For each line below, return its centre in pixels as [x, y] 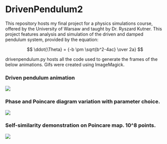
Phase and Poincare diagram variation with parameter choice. [83, 101]
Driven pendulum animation [40, 78]
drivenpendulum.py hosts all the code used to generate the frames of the [81, 59]
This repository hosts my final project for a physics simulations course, [79, 23]
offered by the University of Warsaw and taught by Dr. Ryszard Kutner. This [84, 28]
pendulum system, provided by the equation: [52, 40]
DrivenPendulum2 [44, 9]
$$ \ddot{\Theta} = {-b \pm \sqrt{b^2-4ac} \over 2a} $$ [85, 49]
